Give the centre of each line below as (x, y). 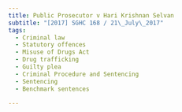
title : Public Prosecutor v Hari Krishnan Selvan (91, 15)
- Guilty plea (38, 67)
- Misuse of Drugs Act (52, 52)
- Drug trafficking (47, 60)
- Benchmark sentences (52, 89)
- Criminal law (40, 37)
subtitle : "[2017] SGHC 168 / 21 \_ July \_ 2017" (86, 23)
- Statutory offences (51, 45)
